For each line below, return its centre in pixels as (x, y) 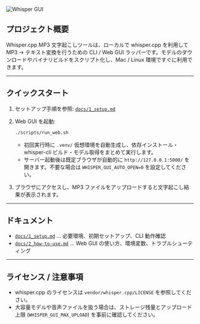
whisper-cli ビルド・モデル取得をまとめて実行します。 (90, 152)
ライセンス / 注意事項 (45, 277)
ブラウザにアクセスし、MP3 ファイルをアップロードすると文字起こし (99, 187)
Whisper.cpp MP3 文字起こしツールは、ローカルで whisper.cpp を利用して (97, 45)
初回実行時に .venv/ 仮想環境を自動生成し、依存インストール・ (101, 144)
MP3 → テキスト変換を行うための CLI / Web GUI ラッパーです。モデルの (94, 52)
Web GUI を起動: (35, 121)
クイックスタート (37, 93)
